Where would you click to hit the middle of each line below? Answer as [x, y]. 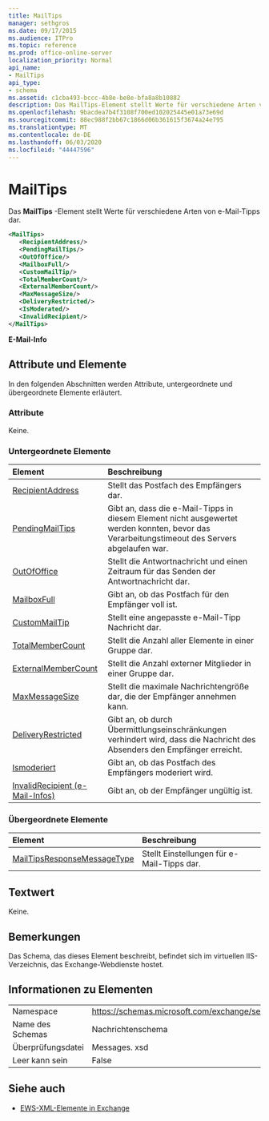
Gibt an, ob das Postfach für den [169, 595]
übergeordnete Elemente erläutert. [65, 392]
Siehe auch [37, 1089]
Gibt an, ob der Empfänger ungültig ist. [181, 791]
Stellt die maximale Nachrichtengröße [179, 687]
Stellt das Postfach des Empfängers [175, 485]
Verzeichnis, [29, 965]
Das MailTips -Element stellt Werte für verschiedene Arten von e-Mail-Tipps [134, 211]
